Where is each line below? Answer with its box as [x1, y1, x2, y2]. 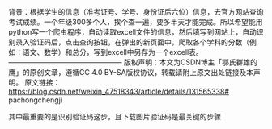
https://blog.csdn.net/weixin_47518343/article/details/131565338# [8, 87, 229, 96]
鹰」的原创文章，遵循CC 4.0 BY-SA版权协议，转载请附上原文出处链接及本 [8, 68, 254, 77]
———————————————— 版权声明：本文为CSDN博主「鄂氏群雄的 [8, 57, 257, 67]
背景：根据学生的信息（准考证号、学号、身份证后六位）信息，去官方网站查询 [8, 7, 264, 16]
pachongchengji [8, 95, 63, 105]
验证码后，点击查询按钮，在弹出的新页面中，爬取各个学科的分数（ [29, 37, 249, 47]
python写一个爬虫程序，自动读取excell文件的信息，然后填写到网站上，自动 [8, 27, 257, 36]
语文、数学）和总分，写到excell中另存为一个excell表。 [22, 48, 204, 56]
